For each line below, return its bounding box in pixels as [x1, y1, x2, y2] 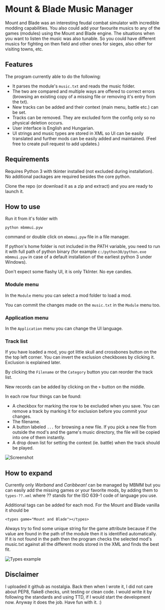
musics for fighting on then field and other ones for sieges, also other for [5, 41, 153, 46]
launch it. [5, 188, 24, 194]
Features [5, 60, 33, 69]
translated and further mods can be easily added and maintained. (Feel [12, 135, 157, 141]
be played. [12, 445, 34, 451]
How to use [5, 203, 40, 211]
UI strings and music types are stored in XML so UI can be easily [12, 130, 144, 136]
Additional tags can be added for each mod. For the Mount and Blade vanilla [5, 502, 160, 508]
